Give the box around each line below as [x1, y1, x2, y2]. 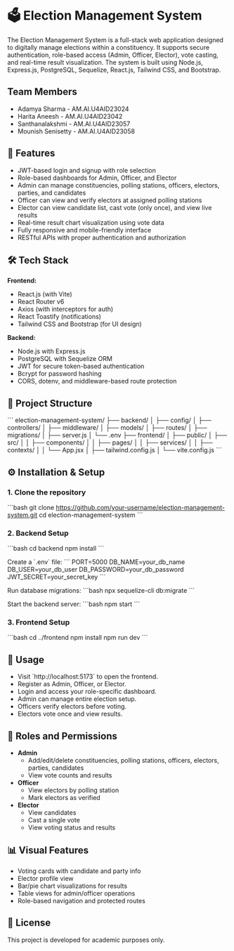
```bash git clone [7, 503, 55, 511]
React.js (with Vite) [17, 290, 72, 299]
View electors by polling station [27, 786, 119, 794]
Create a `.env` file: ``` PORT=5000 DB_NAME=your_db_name [7, 558, 186, 566]
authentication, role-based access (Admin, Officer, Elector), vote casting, [7, 51, 219, 59]
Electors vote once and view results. [17, 709, 123, 719]
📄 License [7, 917, 51, 929]
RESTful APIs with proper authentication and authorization [17, 233, 186, 242]
